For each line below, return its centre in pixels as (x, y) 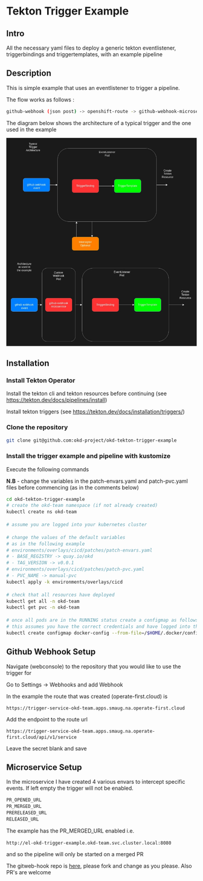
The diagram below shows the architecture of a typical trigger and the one (99, 123)
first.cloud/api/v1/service (42, 737)
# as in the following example (46, 544)
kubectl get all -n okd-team (43, 601)
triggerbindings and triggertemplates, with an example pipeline (85, 54)
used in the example (31, 129)
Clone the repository (37, 427)
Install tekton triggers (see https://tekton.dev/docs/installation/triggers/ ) (96, 411)
